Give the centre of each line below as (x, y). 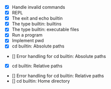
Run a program (27, 35)
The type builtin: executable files (45, 30)
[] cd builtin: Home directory (41, 81)
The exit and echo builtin (37, 18)
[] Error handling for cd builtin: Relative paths (58, 76)
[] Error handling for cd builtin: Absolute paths (59, 56)
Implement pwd (28, 41)
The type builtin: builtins (37, 24)
